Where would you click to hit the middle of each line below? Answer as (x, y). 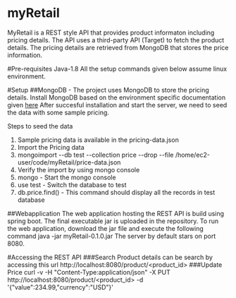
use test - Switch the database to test (72, 184)
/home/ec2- (192, 155)
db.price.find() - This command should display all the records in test (116, 192)
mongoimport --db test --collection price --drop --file (95, 155)
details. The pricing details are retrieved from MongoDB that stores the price (118, 47)
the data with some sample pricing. (58, 112)
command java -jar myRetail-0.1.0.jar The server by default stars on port (112, 236)
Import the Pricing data (51, 147)
